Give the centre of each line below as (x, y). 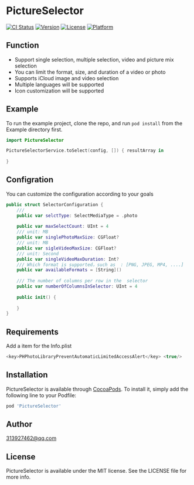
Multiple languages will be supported (59, 84)
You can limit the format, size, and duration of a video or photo (90, 72)
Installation (27, 375)
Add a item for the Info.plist (39, 346)
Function (23, 45)
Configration (30, 180)
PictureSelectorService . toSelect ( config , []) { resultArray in (85, 151)
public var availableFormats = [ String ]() (69, 270)
